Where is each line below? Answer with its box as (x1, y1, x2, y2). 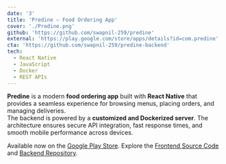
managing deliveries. (7, 107, 66, 115)
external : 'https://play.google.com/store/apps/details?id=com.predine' (7, 36, 219, 42)
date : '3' (7, 10, 36, 17)
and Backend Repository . (7, 149, 78, 157)
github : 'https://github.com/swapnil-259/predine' (7, 29, 155, 36)
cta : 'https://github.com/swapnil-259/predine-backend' (7, 42, 170, 49)
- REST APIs (13, 73, 48, 81)
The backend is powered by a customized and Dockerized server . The (7, 114, 209, 122)
